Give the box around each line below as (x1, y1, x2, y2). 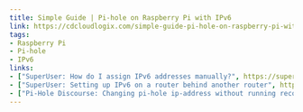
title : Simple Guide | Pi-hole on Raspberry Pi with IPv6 (9, 13, 232, 23)
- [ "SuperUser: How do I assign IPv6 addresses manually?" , (9, 72, 241, 81)
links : (9, 64, 34, 73)
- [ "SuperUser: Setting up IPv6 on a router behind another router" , (9, 80, 277, 89)
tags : (9, 30, 30, 39)
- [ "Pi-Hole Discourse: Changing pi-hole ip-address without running (9, 89, 277, 98)
